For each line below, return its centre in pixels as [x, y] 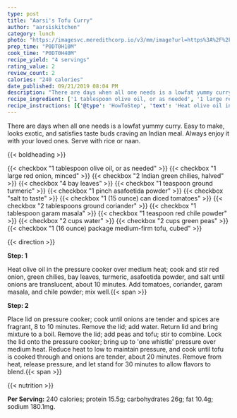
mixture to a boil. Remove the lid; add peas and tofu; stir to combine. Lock [115, 334]
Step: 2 [18, 305]
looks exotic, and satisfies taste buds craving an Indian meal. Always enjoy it [119, 133]
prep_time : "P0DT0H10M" [42, 47]
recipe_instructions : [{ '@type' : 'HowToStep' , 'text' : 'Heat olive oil [115, 106]
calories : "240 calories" [45, 79]
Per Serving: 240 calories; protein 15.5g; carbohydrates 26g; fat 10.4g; [110, 399]
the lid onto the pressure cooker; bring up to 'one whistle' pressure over [112, 341]
